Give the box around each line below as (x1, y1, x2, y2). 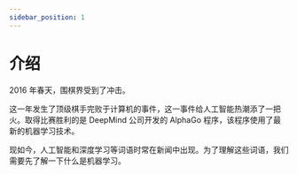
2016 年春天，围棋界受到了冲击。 (9, 85, 130, 95)
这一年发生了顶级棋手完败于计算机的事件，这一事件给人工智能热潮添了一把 (9, 103, 281, 114)
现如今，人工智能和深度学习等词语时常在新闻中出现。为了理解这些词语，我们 (9, 144, 289, 155)
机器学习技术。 (24, 125, 80, 136)
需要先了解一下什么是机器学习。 (9, 155, 126, 166)
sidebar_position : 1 (9, 12, 86, 22)
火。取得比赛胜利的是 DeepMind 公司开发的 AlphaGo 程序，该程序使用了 (9, 114, 274, 125)
